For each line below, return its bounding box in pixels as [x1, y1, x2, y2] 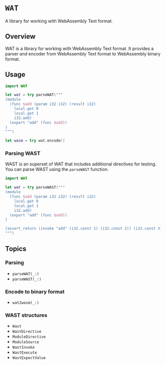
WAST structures [5, 312, 48, 319]
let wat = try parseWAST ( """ [5, 185, 65, 190]
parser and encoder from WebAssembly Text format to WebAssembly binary [5, 51, 161, 56]
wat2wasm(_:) [12, 301, 40, 306]
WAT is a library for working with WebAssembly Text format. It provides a [5, 46, 154, 52]
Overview [5, 32, 36, 41]
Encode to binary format [5, 288, 65, 295]
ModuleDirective [12, 334, 46, 340]
